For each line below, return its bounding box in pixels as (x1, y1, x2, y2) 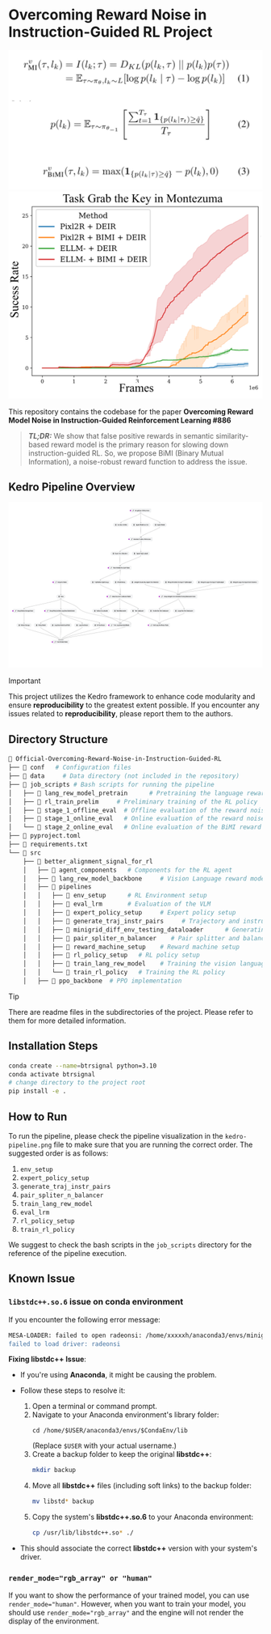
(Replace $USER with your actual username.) (31, 1441, 177, 1450)
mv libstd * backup (31, 1497, 94, 1506)
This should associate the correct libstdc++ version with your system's (19, 1543, 258, 1553)
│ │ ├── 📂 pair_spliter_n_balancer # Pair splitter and (23, 934, 240, 942)
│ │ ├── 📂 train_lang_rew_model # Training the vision (23, 960, 236, 968)
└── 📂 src (8, 848, 42, 857)
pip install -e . (8, 1087, 67, 1096)
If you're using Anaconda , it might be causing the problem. (19, 1370, 217, 1380)
